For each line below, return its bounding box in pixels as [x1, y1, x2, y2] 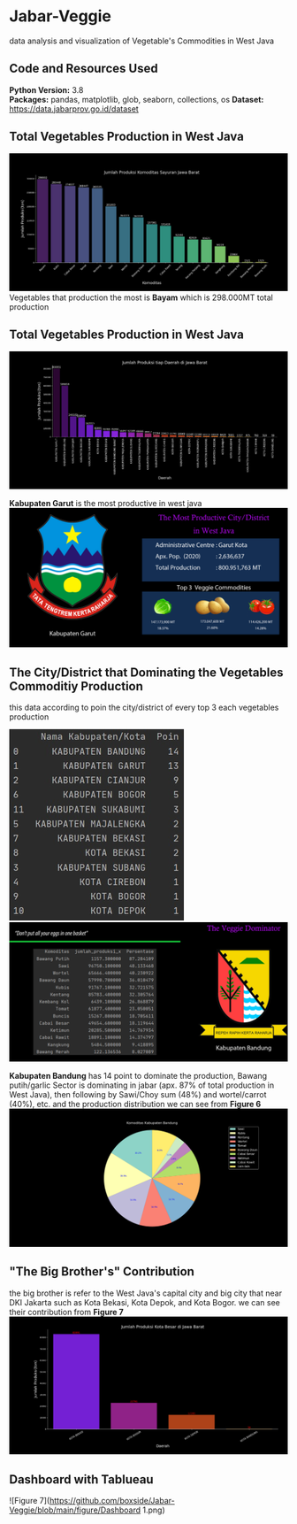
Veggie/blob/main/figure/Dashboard [9, 1505, 141, 1515]
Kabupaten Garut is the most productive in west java [9, 498, 202, 509]
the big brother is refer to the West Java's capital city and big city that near [9, 1288, 283, 1298]
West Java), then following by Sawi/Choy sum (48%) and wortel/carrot [9, 1089, 267, 1100]
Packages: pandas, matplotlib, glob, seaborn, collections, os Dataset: [9, 94, 264, 104]
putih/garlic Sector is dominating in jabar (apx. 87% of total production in [9, 1080, 275, 1090]
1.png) [142, 1505, 165, 1515]
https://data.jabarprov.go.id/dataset [9, 104, 139, 114]
